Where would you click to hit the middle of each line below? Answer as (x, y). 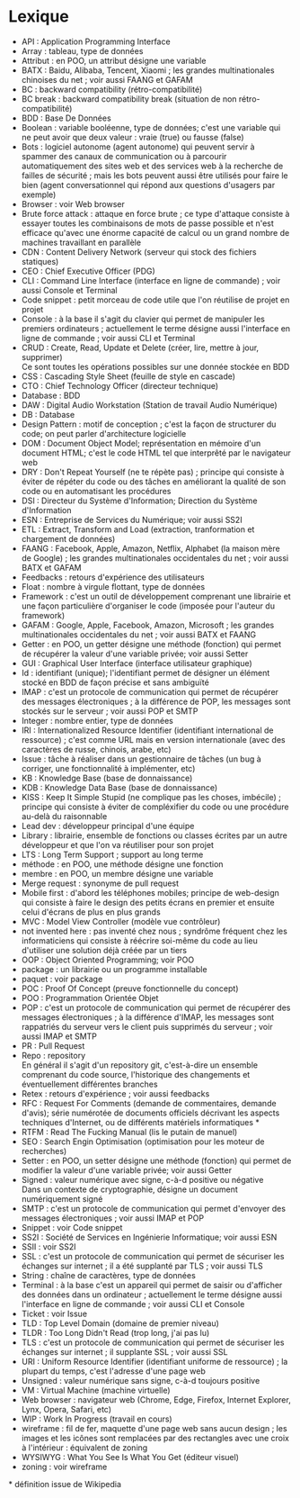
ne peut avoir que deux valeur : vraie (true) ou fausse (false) (132, 137)
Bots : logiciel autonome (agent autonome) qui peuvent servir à (138, 147)
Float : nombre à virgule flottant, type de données (113, 586)
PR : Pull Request (53, 1045)
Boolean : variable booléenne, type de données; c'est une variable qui (151, 127)
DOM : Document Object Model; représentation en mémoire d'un (141, 443)
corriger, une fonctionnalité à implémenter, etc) (108, 768)
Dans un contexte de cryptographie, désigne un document (130, 1189)
